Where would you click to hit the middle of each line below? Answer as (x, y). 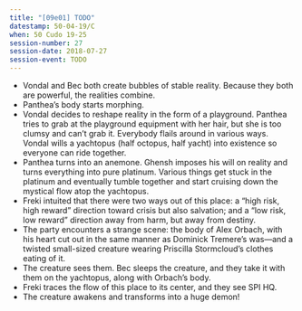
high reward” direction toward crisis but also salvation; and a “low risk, (154, 210)
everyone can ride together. (74, 153)
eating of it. (44, 258)
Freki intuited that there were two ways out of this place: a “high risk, (151, 201)
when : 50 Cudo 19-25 (49, 34)
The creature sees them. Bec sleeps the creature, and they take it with (154, 268)
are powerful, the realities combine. (89, 95)
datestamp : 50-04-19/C (52, 26)
